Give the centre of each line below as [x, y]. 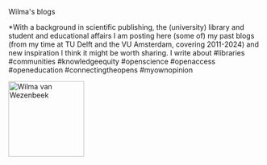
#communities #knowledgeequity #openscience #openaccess [112, 61]
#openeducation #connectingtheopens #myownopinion [101, 70]
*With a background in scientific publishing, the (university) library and [126, 27]
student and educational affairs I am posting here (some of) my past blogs [131, 36]
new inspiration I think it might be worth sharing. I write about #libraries [127, 53]
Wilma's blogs [32, 12]
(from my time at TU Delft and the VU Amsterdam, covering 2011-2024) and [134, 44]
